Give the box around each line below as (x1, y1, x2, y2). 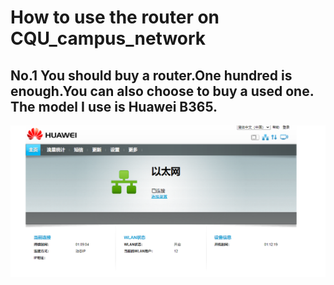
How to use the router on (10, 6, 220, 29)
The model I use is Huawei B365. (10, 98, 218, 115)
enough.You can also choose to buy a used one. (10, 82, 315, 100)
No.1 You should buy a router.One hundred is (10, 67, 293, 84)
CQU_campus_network (10, 27, 207, 50)
